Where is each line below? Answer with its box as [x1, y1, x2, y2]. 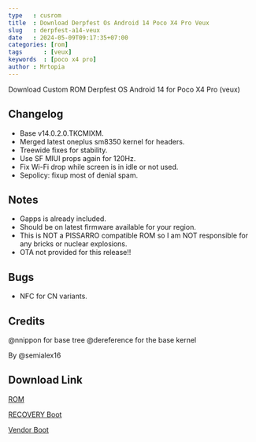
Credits [8, 314, 46, 328]
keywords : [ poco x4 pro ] [8, 56, 97, 64]
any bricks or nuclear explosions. [19, 239, 128, 249]
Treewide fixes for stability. [19, 145, 108, 155]
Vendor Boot [8, 425, 50, 434]
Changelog [8, 107, 64, 121]
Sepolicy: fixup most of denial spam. [19, 170, 139, 180]
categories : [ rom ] [8, 41, 69, 49]
